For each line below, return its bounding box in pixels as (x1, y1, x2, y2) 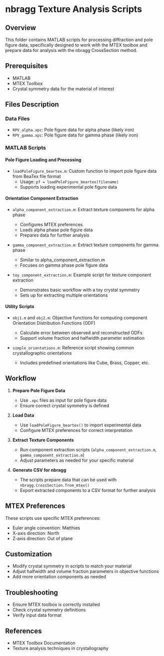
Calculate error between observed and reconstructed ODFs (19, 330, 142, 336)
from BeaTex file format (12, 173, 61, 179)
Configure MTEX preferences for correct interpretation (19, 427, 132, 433)
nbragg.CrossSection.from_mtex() (19, 483, 90, 488)
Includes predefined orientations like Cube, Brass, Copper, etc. (19, 360, 149, 366)
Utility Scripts (5, 304, 34, 310)
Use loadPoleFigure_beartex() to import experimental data (19, 422, 141, 428)
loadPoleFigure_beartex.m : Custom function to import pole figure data (12, 168, 157, 174)
